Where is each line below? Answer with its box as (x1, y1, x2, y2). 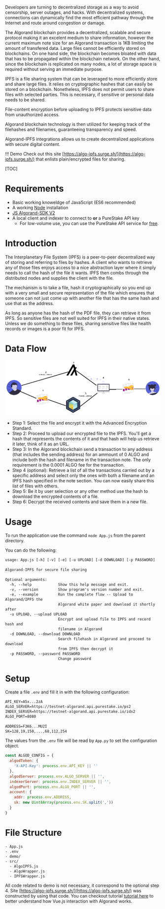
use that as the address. (5, 300, 54, 306)
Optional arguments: (5, 577, 48, 582)
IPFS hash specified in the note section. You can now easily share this (12, 478, 154, 484)
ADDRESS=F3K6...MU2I (5, 724, 48, 729)
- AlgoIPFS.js (9, 864, 38, 869)
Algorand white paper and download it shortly (58, 602, 155, 607)
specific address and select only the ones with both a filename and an (12, 473, 155, 478)
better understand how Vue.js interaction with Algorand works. (5, 898, 132, 904)
